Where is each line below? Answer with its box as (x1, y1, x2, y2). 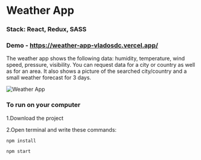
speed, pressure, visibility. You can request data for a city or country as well (6, 61, 195, 69)
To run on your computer (6, 100, 81, 109)
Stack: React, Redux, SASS (6, 25, 87, 34)
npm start (6, 148, 31, 154)
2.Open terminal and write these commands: (6, 126, 116, 133)
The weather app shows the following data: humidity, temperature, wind (6, 55, 185, 62)
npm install (6, 138, 36, 144)
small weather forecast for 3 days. (6, 74, 92, 81)
